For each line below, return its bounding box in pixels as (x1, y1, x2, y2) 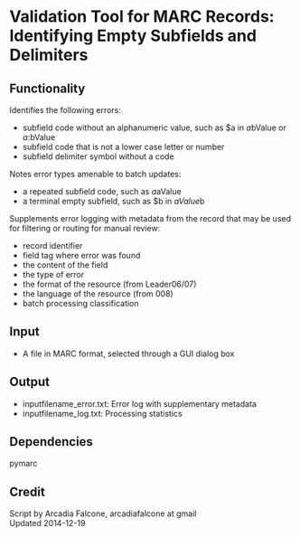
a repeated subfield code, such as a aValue (22, 186, 183, 196)
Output (9, 374, 50, 390)
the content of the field (22, 259, 108, 270)
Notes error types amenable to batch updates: (9, 169, 182, 179)
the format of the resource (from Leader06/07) (22, 278, 197, 289)
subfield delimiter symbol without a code (22, 151, 174, 162)
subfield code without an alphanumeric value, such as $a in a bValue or (22, 122, 286, 133)
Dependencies (9, 434, 93, 449)
